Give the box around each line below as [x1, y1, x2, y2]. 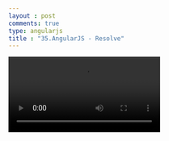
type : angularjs [8, 27, 63, 35]
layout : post [8, 11, 57, 20]
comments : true [8, 19, 60, 27]
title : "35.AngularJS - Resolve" [8, 34, 125, 43]
